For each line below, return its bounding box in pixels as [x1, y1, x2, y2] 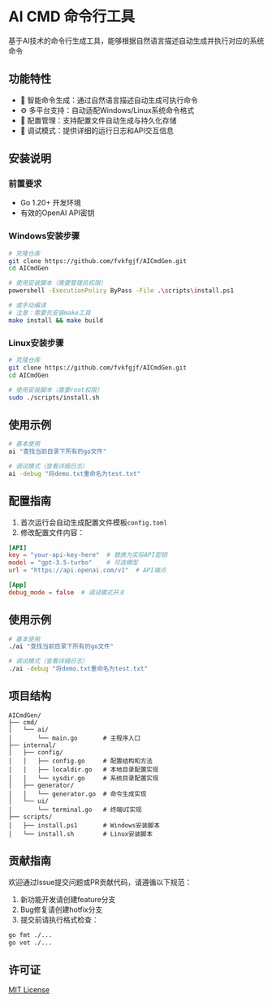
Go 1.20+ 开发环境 [19, 198, 81, 208]
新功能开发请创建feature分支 [19, 894, 116, 904]
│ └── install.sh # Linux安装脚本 [8, 830, 153, 838]
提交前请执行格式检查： [19, 914, 99, 924]
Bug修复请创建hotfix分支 [19, 905, 103, 914]
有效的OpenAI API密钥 [19, 208, 95, 218]
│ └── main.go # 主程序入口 [8, 734, 140, 742]
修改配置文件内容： [19, 527, 85, 537]
